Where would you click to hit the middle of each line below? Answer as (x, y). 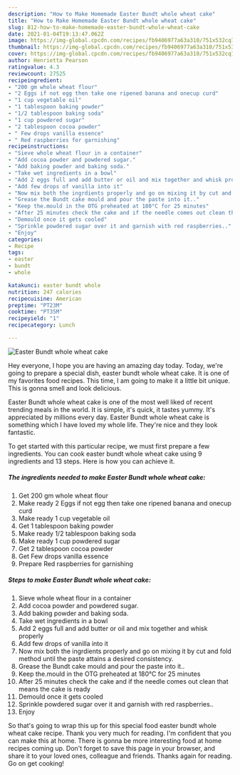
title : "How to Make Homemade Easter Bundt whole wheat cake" (102, 21)
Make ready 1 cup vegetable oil (64, 518)
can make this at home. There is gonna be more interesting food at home (115, 740)
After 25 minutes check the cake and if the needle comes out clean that (123, 681)
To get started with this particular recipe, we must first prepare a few (109, 446)
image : (18, 41)
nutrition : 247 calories (45, 292)
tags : (16, 253)
